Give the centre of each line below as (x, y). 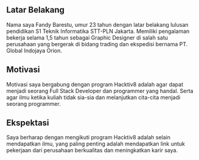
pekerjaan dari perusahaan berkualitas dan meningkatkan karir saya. (92, 150)
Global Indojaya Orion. (34, 50)
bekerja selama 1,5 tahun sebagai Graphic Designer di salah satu (87, 37)
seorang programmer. (33, 103)
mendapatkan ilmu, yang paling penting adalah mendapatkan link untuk (96, 144)
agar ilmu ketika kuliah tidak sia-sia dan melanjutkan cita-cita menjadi (93, 97)
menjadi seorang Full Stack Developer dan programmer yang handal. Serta (100, 91)
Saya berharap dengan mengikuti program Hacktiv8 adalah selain (88, 137)
